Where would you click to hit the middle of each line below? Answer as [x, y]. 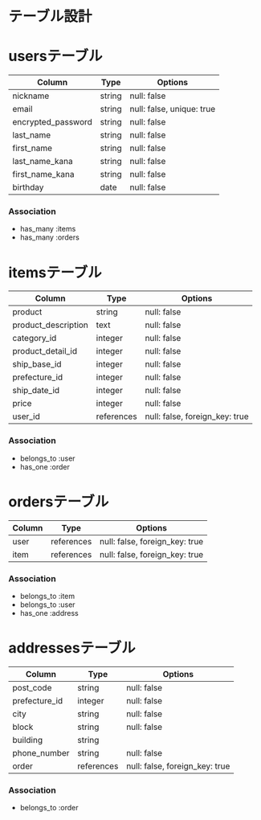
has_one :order [45, 466]
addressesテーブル [72, 648]
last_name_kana [43, 162]
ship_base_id [37, 364]
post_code [32, 687]
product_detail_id [45, 351]
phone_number [41, 752]
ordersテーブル [59, 501]
